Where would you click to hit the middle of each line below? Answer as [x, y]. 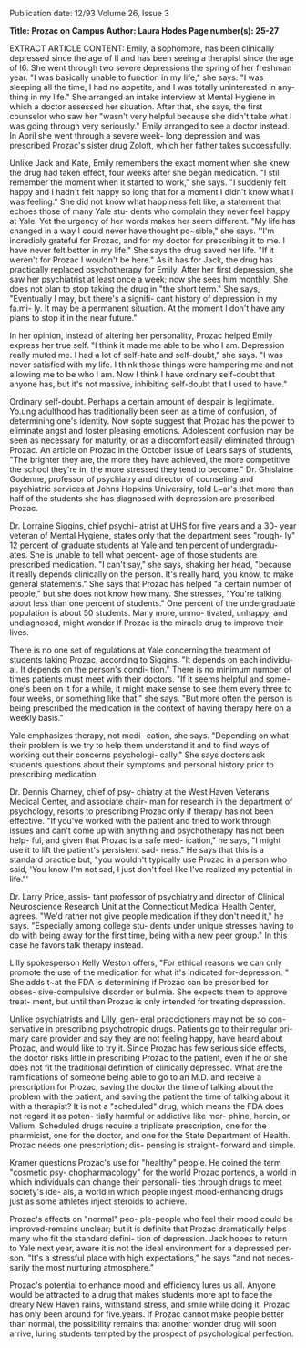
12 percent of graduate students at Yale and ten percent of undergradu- [144, 545]
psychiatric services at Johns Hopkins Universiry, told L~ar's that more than [152, 489]
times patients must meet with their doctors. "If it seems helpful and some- [150, 679]
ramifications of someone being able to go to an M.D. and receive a [136, 1077]
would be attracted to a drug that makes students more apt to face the [141, 1295]
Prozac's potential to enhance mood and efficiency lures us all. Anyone [143, 1285]
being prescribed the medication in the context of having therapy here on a [150, 708]
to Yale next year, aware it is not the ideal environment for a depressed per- [151, 1248]
